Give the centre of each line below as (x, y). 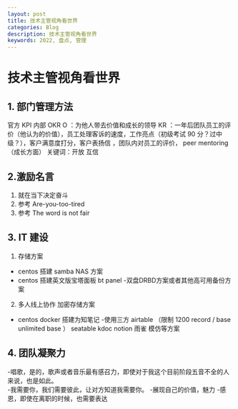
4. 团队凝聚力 (36, 353)
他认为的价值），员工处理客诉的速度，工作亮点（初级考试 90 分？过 (118, 134)
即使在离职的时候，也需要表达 (64, 398)
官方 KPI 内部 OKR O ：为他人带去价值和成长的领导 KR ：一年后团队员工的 (116, 125)
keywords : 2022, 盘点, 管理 (47, 41)
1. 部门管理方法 (40, 107)
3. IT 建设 (28, 237)
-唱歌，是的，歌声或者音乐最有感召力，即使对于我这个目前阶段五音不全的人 (119, 371)
